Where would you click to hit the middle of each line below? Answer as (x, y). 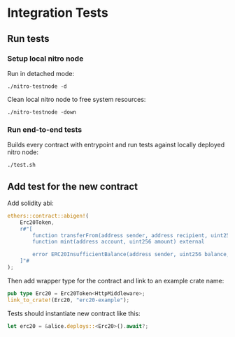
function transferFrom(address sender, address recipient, (120, 235)
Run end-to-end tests (45, 129)
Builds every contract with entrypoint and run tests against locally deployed (116, 145)
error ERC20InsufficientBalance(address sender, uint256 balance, (131, 255)
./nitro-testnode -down (42, 112)
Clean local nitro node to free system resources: (77, 99)
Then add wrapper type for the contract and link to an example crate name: (116, 280)
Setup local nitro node (45, 59)
